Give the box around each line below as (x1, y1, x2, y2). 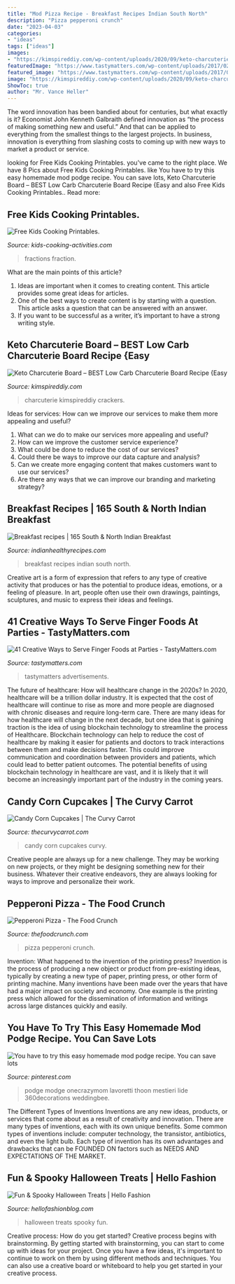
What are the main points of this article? (7, 268, 122, 276)
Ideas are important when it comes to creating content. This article (17, 281, 210, 289)
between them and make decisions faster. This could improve (7, 746, 185, 754)
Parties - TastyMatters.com (7, 627, 131, 638)
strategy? (17, 482, 45, 491)
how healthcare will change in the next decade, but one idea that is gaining (7, 716, 224, 724)
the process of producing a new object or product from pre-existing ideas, (7, 964, 222, 973)
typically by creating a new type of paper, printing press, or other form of (7, 972, 218, 980)
